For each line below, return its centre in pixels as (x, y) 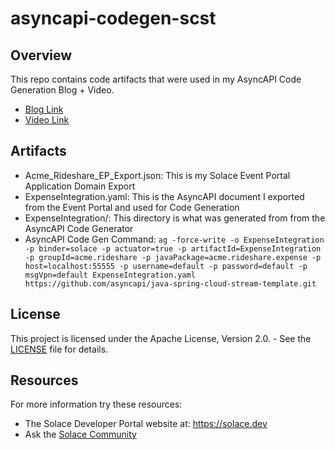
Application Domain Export (80, 186)
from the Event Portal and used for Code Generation (132, 207)
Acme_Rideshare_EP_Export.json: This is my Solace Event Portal (157, 175)
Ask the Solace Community (80, 434)
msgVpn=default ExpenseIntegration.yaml (110, 275)
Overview (41, 55)
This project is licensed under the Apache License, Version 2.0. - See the (161, 338)
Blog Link (44, 109)
